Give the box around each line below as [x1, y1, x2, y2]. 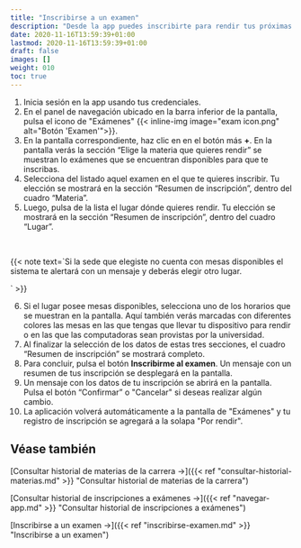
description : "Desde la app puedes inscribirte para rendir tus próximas [10, 22, 293, 31]
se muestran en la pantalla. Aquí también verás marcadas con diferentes [22, 310, 291, 321]
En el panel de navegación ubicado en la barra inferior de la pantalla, [22, 105, 278, 117]
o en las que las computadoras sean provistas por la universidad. [22, 329, 265, 340]
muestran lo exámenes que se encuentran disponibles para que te [22, 154, 269, 165]
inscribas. [22, 163, 60, 174]
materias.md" [10, 475, 61, 486]
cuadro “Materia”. [22, 192, 89, 203]
